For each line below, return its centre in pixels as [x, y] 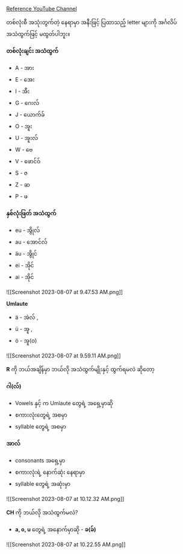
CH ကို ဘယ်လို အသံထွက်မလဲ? [42, 512]
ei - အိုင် [24, 265]
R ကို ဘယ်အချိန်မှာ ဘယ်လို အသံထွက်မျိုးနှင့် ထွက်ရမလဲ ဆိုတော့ [80, 369]
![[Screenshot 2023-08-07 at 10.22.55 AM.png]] [66, 544]
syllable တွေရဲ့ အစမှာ [40, 427]
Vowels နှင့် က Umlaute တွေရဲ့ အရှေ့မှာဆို [64, 403]
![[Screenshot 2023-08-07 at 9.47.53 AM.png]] [65, 292]
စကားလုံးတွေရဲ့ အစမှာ [41, 415]
